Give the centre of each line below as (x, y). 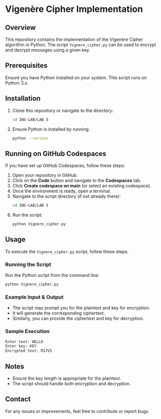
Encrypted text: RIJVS (29, 351)
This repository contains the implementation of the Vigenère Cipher (74, 39)
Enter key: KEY (21, 346)
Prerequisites (26, 66)
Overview (21, 28)
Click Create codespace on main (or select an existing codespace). (82, 186)
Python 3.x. (17, 83)
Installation (23, 99)
